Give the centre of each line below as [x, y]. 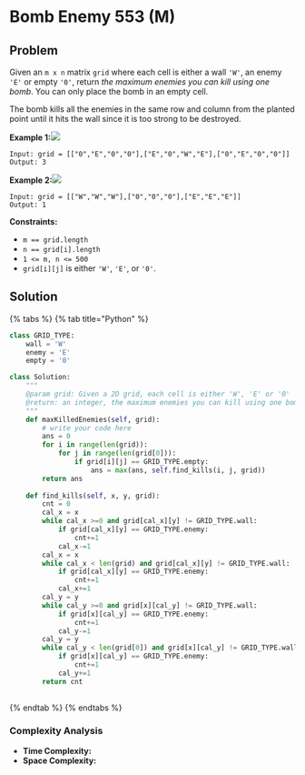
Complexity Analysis [56, 731]
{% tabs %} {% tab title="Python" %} [79, 318]
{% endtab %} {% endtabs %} [66, 708]
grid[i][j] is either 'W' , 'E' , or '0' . [89, 268]
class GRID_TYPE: [42, 335]
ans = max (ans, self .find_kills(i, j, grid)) [178, 470]
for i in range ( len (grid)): [95, 445]
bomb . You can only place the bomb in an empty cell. [109, 91]
